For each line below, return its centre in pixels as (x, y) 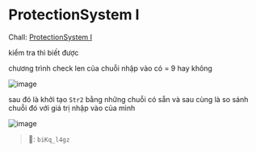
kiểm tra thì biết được (44, 52)
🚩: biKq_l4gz (49, 139)
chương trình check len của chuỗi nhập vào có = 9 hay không (110, 68)
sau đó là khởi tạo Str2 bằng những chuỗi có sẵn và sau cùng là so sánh (128, 99)
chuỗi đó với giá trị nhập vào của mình (72, 108)
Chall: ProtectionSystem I (50, 37)
